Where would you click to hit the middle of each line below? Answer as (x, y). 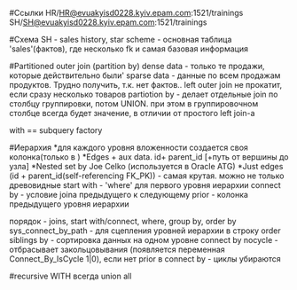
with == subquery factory (56, 130)
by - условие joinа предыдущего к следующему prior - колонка (129, 195)
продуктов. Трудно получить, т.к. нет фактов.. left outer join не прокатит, (145, 85)
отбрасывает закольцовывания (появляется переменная (117, 249)
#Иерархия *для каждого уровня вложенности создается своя (129, 147)
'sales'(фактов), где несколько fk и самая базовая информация (129, 49)
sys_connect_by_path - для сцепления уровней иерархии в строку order (145, 231)
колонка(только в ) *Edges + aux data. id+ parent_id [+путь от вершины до (149, 157)
